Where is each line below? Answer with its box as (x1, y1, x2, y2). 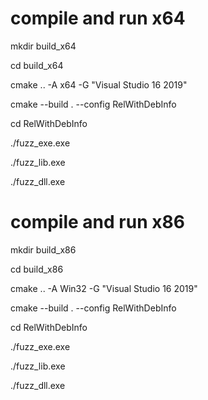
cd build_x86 (10, 263, 64, 275)
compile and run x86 (10, 211, 185, 234)
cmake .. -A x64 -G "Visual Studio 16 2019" (10, 78, 188, 91)
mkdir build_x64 (10, 40, 77, 52)
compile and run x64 (10, 7, 186, 30)
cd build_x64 (10, 59, 64, 71)
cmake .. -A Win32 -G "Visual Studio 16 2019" (10, 282, 198, 294)
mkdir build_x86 (10, 243, 77, 256)
